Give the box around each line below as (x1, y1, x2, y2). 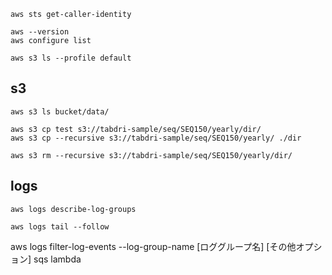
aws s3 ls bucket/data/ (10, 106, 110, 117)
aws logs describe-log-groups (10, 204, 137, 214)
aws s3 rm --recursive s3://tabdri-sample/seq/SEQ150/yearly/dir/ (10, 150, 293, 160)
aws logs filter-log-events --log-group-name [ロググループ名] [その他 (10, 240, 297, 252)
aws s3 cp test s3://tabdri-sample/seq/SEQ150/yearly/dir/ (10, 124, 262, 134)
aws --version (10, 27, 70, 37)
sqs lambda (33, 253, 82, 265)
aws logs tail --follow (10, 221, 110, 232)
